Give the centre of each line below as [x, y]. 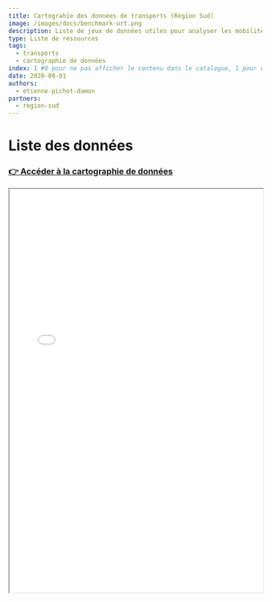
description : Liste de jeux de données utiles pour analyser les [120, 31]
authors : [23, 83]
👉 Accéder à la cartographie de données [91, 172]
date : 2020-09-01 [37, 76]
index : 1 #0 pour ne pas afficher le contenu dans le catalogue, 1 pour [133, 69]
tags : [17, 46]
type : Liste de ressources [54, 38]
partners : [25, 98]
